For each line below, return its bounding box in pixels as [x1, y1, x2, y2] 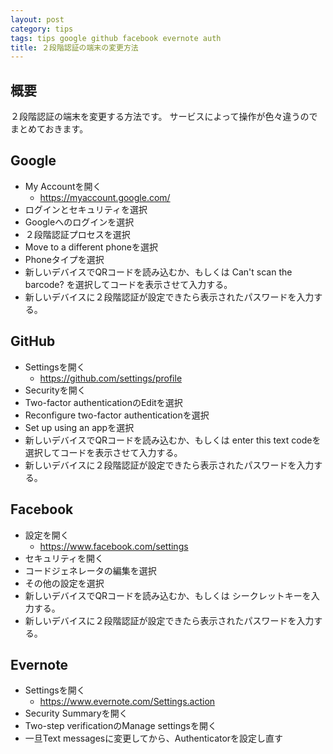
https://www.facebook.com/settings [39, 540, 189, 552]
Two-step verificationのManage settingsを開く [24, 720, 217, 732]
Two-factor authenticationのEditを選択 [24, 396, 183, 408]
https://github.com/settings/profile [39, 372, 183, 384]
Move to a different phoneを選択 [24, 241, 159, 253]
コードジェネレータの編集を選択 [24, 564, 157, 576]
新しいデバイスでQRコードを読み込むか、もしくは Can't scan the [24, 266, 293, 278]
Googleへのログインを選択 [24, 216, 135, 228]
